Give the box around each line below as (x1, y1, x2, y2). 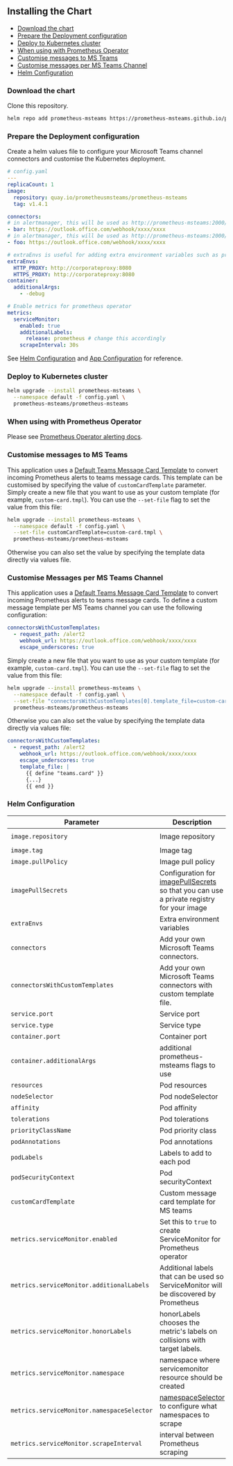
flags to (191, 1060, 216, 1070)
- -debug (19, 290, 45, 298)
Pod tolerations (159, 1114, 209, 1124)
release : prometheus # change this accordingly (25, 335, 166, 342)
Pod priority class (159, 1125, 217, 1135)
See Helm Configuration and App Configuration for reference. (7, 354, 184, 362)
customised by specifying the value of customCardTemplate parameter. (7, 480, 207, 489)
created (159, 1381, 185, 1391)
